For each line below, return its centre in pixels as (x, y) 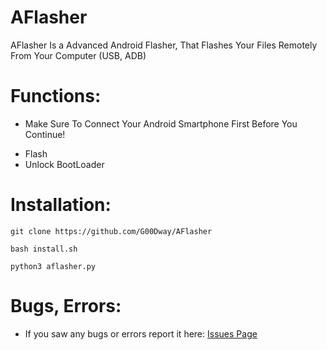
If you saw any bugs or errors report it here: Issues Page (141, 333)
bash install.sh (44, 249)
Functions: (56, 96)
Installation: (61, 205)
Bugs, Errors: (66, 306)
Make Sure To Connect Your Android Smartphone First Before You (161, 123)
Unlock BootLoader (64, 164)
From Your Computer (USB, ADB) (78, 55)
